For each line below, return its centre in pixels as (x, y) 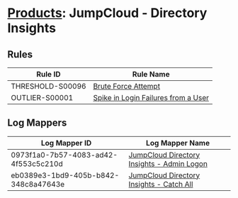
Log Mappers (37, 123)
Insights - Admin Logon (168, 163)
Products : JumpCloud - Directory (107, 13)
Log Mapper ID (66, 143)
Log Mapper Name (178, 143)
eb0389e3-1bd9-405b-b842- (65, 175)
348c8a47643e (38, 184)
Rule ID (49, 74)
